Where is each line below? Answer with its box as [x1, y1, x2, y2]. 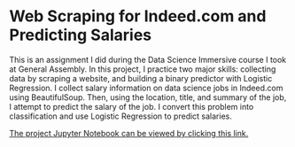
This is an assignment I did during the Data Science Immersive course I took [9, 54, 287, 65]
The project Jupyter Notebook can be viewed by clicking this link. [9, 128, 249, 138]
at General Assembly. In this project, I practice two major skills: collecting [9, 64, 276, 74]
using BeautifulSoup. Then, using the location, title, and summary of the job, [9, 91, 287, 103]
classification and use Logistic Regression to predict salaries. [9, 111, 232, 121]
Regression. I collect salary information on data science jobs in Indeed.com [9, 82, 283, 93]
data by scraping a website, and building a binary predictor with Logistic [9, 73, 273, 83]
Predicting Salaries [9, 25, 152, 45]
